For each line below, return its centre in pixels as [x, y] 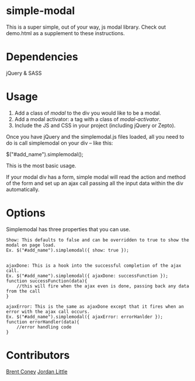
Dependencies [42, 57]
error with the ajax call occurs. [48, 311]
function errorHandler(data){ [43, 322]
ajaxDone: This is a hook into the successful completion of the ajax [94, 265]
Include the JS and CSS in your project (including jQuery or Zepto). [95, 125]
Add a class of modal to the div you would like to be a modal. [88, 113]
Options [26, 213]
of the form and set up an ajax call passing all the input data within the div [95, 183]
